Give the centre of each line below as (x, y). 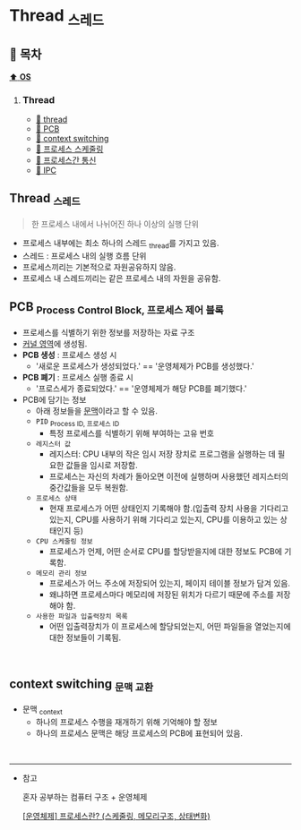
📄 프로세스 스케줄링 (69, 149)
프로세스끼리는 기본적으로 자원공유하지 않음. (99, 267)
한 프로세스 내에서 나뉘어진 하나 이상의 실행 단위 (115, 224)
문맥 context (42, 710)
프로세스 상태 (56, 499)
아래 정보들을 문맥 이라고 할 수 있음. (97, 411)
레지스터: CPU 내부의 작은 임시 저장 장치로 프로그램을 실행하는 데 (162, 454)
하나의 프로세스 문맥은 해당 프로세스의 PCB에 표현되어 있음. (139, 733)
